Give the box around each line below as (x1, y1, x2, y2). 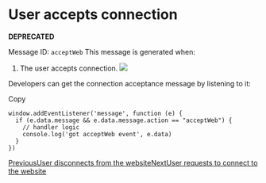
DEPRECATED (8, 32, 55, 41)
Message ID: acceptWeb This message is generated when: (8, 47, 196, 56)
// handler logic (22, 123, 80, 132)
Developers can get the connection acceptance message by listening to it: (8, 78, 252, 88)
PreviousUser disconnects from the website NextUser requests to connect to (8, 158, 258, 167)
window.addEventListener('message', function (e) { (8, 109, 183, 117)
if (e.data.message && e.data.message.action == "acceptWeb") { (15, 116, 233, 124)
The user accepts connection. (19, 63, 118, 73)
